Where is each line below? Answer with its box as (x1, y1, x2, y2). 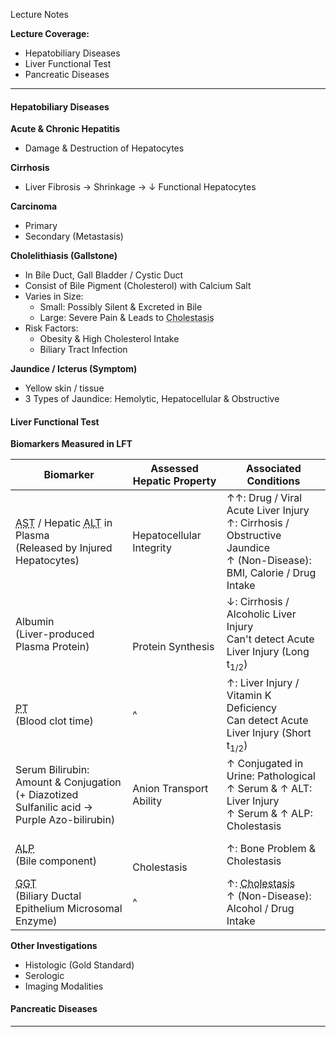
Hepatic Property (132, 474, 217, 488)
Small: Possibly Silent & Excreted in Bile (39, 301, 203, 313)
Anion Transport (132, 781, 209, 795)
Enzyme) (15, 914, 58, 928)
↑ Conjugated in (226, 756, 304, 770)
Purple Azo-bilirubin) (15, 812, 116, 826)
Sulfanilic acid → (15, 800, 94, 814)
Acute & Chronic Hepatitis (10, 123, 121, 135)
